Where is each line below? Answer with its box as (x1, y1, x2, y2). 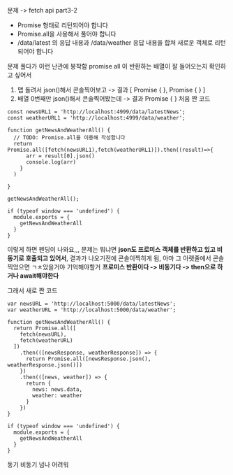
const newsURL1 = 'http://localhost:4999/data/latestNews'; (7, 108, 186, 115)
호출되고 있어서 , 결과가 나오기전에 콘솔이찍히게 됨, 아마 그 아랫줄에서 (25, 254, 211, 262)
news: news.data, (32, 386, 82, 393)
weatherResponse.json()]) (7, 362, 82, 369)
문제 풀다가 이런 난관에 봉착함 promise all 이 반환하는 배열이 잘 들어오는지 (7, 62, 208, 70)
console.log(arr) (25, 159, 77, 166)
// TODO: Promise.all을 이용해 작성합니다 (13, 134, 126, 141)
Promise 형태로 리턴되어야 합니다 (17, 21, 108, 29)
